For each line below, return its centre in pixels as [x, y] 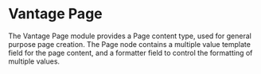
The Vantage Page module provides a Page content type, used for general [130, 36]
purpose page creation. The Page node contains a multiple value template [129, 44]
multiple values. [34, 61]
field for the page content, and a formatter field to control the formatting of [130, 53]
